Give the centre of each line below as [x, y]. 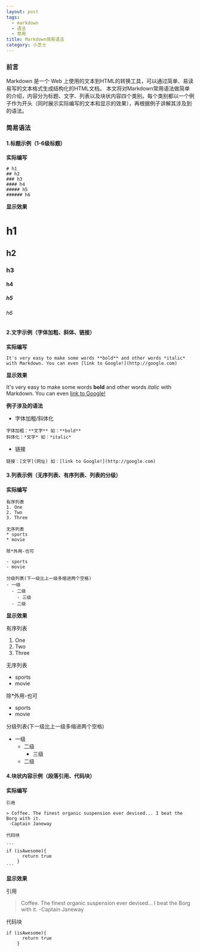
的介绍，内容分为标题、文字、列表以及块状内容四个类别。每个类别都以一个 [98, 96]
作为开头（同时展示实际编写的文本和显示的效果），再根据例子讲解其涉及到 [101, 103]
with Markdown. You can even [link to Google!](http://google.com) [92, 363]
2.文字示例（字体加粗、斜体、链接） [51, 332]
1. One [14, 507]
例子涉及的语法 [24, 406]
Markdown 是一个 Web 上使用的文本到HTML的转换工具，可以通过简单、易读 [100, 81]
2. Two [14, 512]
